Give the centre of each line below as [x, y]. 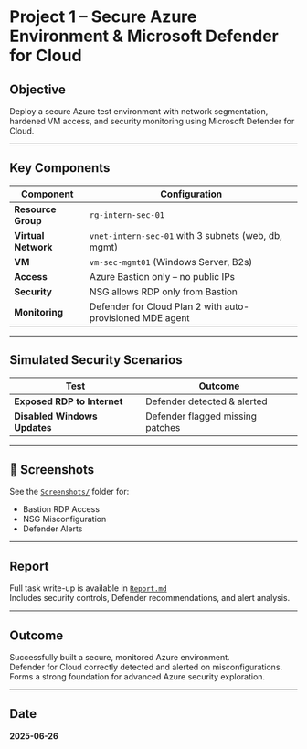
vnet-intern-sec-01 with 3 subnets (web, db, [186, 235]
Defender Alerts [53, 529]
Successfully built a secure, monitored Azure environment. [120, 658]
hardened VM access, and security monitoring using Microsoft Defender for [152, 121]
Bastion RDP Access [61, 509]
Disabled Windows [56, 416]
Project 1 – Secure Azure [103, 17]
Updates [33, 427]
